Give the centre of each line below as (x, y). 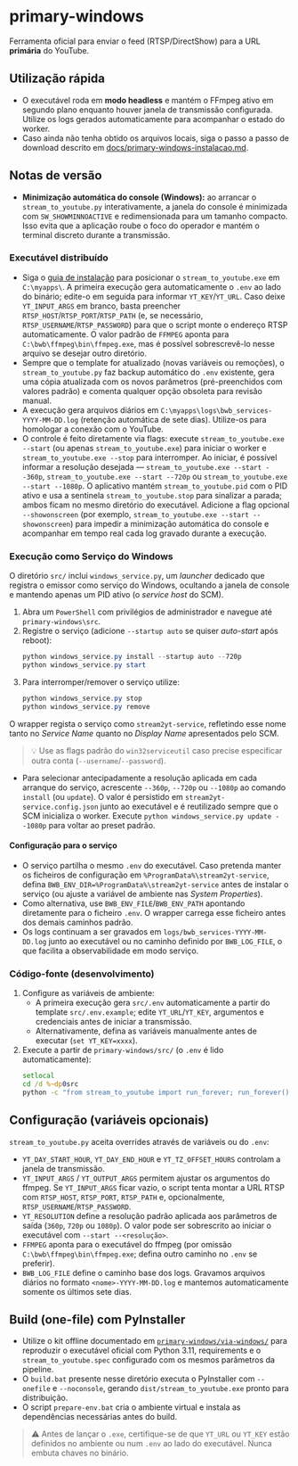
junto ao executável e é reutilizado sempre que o (189, 806)
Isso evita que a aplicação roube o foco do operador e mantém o (141, 226)
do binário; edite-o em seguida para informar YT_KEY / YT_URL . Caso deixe (153, 296)
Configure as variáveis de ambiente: (88, 993)
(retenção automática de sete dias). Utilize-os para (173, 419)
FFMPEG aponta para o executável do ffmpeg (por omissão (127, 1244)
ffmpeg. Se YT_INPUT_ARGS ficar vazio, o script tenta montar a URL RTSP (153, 1187)
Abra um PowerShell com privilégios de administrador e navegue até (147, 612)
